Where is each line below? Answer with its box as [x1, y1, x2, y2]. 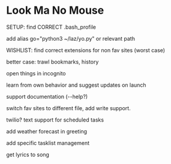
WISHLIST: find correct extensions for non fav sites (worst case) [6, 46, 166, 54]
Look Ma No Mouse [6, 4, 104, 17]
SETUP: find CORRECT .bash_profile [6, 23, 96, 31]
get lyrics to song [6, 151, 50, 158]
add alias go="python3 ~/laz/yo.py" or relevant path [6, 35, 135, 42]
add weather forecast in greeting [6, 127, 88, 135]
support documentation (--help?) [6, 93, 88, 100]
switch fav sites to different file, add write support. [6, 104, 131, 111]
